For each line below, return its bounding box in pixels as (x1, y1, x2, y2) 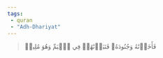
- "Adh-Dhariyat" (10, 23, 61, 30)
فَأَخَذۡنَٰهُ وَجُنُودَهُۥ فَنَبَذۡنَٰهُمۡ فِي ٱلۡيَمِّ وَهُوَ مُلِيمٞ (24, 43, 157, 51)
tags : (7, 10, 23, 17)
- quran (10, 17, 33, 24)
